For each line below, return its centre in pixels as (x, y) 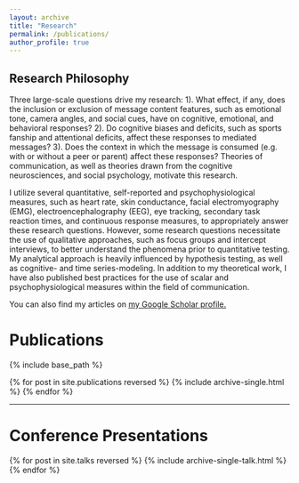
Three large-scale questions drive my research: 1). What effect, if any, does (147, 100)
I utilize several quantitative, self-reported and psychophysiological (132, 193)
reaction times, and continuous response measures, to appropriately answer (149, 221)
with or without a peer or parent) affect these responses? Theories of (136, 157)
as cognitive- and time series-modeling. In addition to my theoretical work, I (148, 269)
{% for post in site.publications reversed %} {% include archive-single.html (147, 382)
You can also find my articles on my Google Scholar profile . (118, 304)
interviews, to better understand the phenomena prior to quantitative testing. (149, 249)
